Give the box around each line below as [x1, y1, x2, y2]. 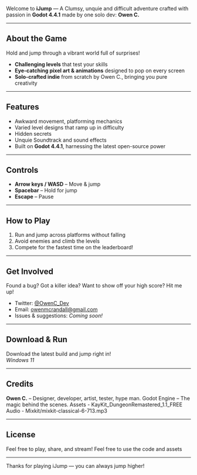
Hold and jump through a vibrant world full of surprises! [6, 49, 140, 56]
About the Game [6, 34, 67, 44]
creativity [14, 79, 38, 86]
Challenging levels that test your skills [14, 61, 108, 68]
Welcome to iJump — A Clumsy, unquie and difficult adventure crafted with [6, 5, 189, 12]
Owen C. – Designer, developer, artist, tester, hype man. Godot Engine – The [6, 394, 191, 402]
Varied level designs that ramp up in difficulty [14, 123, 124, 131]
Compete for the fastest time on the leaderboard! [14, 244, 134, 251]
